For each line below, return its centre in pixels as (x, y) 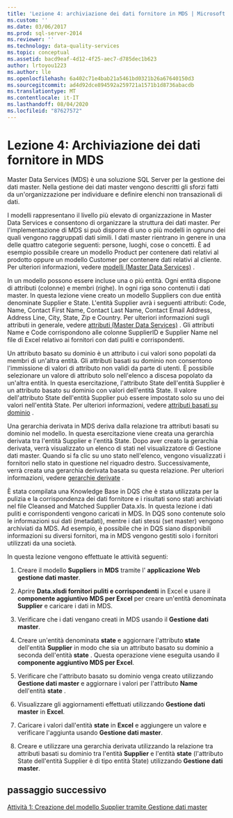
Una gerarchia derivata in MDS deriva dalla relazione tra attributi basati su (113, 426)
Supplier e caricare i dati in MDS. (65, 605)
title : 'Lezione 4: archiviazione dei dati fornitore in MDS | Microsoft (116, 14)
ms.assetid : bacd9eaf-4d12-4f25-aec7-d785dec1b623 (82, 59)
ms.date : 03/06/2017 (37, 26)
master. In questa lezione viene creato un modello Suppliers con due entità (114, 295)
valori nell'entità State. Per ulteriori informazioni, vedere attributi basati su (113, 405)
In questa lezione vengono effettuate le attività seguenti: (88, 556)
